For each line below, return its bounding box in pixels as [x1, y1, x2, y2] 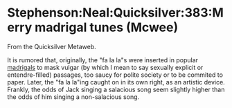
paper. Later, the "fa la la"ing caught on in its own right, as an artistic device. [7, 78, 225, 86]
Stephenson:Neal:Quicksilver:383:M [7, 5, 224, 21]
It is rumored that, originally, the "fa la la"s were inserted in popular [7, 55, 199, 64]
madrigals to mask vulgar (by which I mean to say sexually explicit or [7, 63, 204, 71]
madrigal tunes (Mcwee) [34, 19, 179, 35]
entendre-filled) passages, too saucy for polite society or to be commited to [7, 71, 224, 79]
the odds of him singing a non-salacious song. [7, 92, 140, 101]
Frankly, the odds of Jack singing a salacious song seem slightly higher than [7, 85, 225, 93]
